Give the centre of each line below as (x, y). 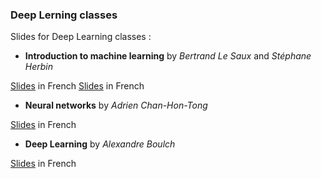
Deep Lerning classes (64, 15)
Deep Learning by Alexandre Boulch (100, 144)
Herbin (39, 67)
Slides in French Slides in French (77, 86)
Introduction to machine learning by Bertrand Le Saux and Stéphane (168, 56)
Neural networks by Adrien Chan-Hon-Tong (116, 105)
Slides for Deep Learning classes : (81, 37)
